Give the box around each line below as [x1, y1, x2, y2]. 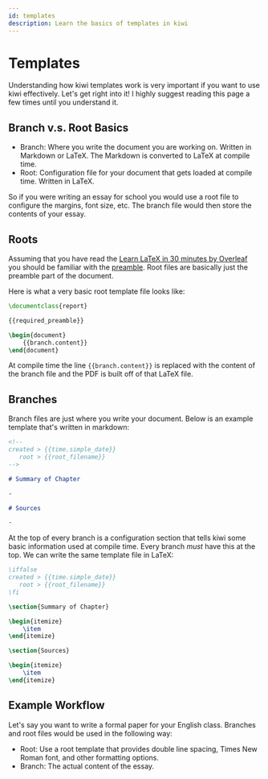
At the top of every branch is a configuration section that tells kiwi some [8, 533, 246, 543]
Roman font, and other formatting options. [19, 752, 159, 762]
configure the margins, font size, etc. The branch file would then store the [8, 200, 252, 210]
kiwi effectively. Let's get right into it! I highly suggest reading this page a [8, 89, 250, 99]
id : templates [8, 11, 56, 20]
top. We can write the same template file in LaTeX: [8, 550, 174, 560]
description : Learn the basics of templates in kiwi [8, 19, 189, 27]
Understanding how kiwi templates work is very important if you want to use [8, 80, 261, 90]
